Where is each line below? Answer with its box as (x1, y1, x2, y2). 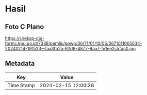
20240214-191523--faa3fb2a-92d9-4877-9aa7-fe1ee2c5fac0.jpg (5, 46, 136, 51)
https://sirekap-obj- (5, 35, 45, 41)
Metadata (5, 59, 35, 68)
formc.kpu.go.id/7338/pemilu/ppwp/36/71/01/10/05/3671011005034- (5, 41, 142, 46)
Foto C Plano (5, 23, 44, 31)
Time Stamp (7, 82, 35, 89)
